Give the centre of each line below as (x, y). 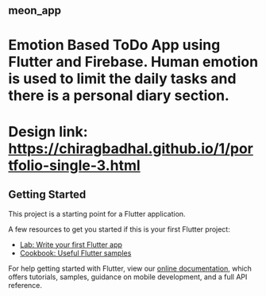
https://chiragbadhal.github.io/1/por (131, 148)
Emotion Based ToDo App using (114, 45)
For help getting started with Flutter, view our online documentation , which (130, 268)
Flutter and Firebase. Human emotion (133, 62)
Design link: (48, 131)
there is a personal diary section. (119, 95)
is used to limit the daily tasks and (122, 78)
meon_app (35, 11)
